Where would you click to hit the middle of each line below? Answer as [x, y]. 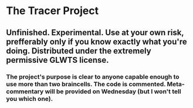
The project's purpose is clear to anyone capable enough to [93, 76]
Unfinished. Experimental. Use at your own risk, [95, 33]
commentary [25, 91]
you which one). [30, 99]
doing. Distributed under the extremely [79, 51]
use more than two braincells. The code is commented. [86, 84]
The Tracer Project [53, 11]
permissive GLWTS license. [58, 60]
